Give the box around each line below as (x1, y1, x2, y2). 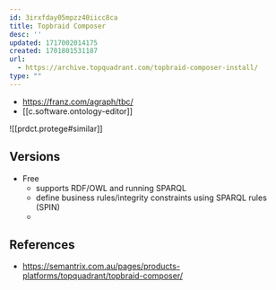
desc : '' (9, 30, 42, 39)
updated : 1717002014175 (9, 38, 99, 48)
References (9, 237, 75, 252)
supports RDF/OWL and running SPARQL (35, 182, 186, 193)
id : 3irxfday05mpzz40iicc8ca (9, 13, 118, 22)
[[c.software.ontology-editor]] (22, 105, 133, 117)
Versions (9, 149, 61, 164)
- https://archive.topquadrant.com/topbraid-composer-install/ (17, 64, 258, 73)
